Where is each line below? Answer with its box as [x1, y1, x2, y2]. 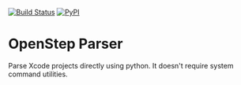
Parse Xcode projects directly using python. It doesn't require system [8, 61, 234, 70]
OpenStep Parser [8, 35, 123, 53]
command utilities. [8, 69, 69, 79]
